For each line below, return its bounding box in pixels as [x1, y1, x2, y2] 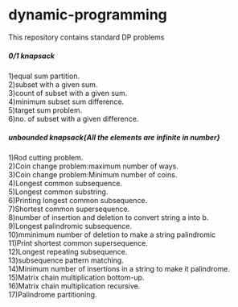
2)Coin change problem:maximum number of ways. [8, 161, 178, 171]
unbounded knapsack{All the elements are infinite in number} [8, 132, 221, 142]
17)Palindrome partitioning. [8, 289, 97, 299]
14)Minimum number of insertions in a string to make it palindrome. [8, 263, 231, 273]
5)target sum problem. [8, 105, 83, 114]
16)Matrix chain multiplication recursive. [8, 280, 141, 291]
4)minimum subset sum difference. [8, 97, 125, 106]
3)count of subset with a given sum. [8, 88, 128, 97]
